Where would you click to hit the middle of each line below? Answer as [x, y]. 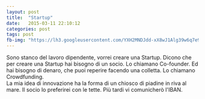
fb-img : [16, 40]
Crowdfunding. [25, 77]
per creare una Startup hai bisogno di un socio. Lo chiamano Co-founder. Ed [102, 64]
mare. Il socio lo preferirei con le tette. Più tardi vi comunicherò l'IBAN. [95, 90]
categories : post [28, 29]
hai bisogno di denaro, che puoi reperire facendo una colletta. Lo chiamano [101, 70]
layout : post [23, 12]
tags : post [20, 35]
